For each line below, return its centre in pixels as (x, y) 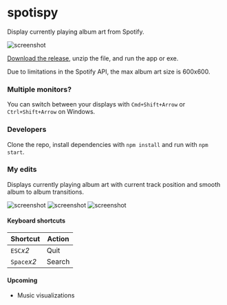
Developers (27, 130)
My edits (22, 170)
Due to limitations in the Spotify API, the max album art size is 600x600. (109, 71)
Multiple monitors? (40, 89)
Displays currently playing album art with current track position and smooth (114, 184)
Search (58, 262)
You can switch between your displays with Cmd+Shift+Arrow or (96, 104)
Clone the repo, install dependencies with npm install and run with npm (108, 144)
